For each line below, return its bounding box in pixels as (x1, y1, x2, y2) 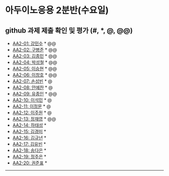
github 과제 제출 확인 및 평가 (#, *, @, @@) (5, 26, 133, 35)
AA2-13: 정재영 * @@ (12, 116, 56, 122)
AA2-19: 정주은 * (12, 154, 47, 159)
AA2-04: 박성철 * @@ (12, 59, 57, 65)
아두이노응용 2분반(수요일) (5, 5, 109, 16)
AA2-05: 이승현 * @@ (12, 66, 57, 71)
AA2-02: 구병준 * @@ (12, 47, 57, 53)
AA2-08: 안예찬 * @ (12, 84, 53, 91)
